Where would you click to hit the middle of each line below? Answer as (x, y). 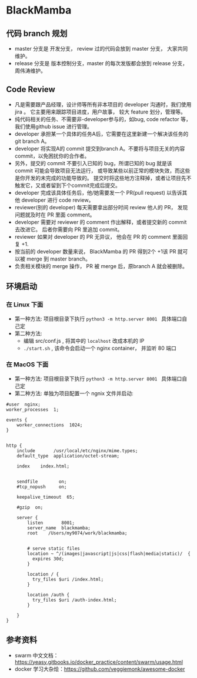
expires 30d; (48, 559)
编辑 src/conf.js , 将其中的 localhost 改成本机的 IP (84, 340)
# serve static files (54, 548)
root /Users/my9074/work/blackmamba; (77, 533)
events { (17, 420)
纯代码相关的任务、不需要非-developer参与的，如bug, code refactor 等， (103, 119)
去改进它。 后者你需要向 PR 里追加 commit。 (69, 229)
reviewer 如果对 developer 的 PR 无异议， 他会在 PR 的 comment (93, 236)
